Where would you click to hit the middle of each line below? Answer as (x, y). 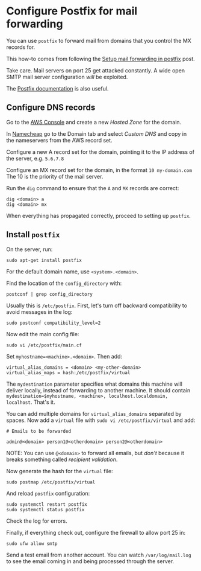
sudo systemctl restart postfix (47, 504)
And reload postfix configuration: (48, 493)
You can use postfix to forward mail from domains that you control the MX (99, 40)
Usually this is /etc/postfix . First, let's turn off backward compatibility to (97, 305)
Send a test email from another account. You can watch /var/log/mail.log (99, 555)
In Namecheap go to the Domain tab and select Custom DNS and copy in (97, 133)
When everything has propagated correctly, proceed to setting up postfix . (99, 215)
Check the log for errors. (37, 521)
